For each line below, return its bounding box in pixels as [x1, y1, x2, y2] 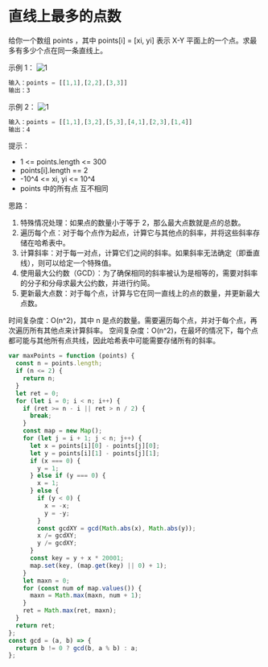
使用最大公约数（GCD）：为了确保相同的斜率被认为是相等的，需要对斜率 [19, 268, 258, 278]
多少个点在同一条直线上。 [22, 45, 107, 55]
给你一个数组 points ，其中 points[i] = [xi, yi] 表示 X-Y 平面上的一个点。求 [8, 35, 250, 45]
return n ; [23, 375, 56, 383]
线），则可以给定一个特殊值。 [19, 259, 116, 268]
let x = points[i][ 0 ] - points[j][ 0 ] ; [29, 441, 160, 449]
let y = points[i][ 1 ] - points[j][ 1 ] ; [29, 449, 160, 458]
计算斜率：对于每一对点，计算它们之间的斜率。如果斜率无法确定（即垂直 [19, 248, 260, 258]
